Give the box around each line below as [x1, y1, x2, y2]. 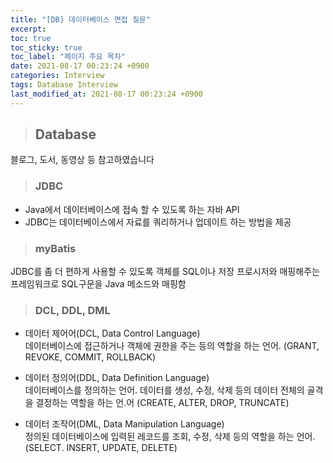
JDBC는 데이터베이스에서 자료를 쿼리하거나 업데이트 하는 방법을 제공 [24, 216, 292, 228]
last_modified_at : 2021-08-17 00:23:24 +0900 [10, 89, 203, 99]
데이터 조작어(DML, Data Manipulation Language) [24, 418, 225, 430]
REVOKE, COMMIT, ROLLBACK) [24, 351, 157, 363]
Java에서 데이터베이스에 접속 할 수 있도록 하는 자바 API [24, 203, 240, 215]
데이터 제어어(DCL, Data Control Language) [24, 327, 201, 340]
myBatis [34, 241, 77, 255]
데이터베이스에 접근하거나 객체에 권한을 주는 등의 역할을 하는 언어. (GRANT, [24, 340, 320, 352]
